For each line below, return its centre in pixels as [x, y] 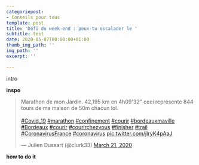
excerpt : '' [21, 56]
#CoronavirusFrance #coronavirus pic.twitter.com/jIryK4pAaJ [97, 133]
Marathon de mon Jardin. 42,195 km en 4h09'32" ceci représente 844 [107, 102]
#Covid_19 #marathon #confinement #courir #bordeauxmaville [98, 121]
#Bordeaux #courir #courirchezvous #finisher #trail [84, 127]
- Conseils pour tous [33, 17]
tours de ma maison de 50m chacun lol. [69, 108]
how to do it [21, 157]
